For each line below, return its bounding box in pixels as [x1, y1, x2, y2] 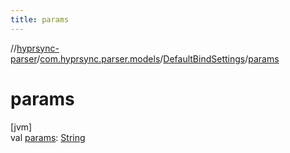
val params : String [10, 131, 86, 143]
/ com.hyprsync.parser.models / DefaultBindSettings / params [36, 52, 280, 65]
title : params [10, 14, 70, 25]
